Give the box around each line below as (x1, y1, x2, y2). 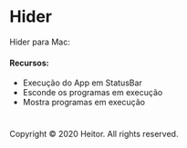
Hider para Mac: (9, 36, 70, 47)
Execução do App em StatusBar (22, 77, 143, 88)
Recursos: (9, 57, 49, 68)
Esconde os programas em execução (22, 87, 163, 98)
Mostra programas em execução (22, 97, 146, 108)
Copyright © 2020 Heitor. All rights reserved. (9, 129, 179, 140)
